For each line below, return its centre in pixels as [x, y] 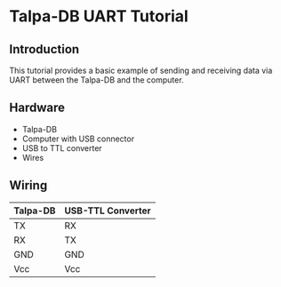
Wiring [28, 185]
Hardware [37, 108]
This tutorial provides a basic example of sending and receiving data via [141, 70]
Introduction [44, 49]
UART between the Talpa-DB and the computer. [96, 80]
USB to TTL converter [62, 147]
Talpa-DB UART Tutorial [99, 16]
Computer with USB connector [78, 139]
